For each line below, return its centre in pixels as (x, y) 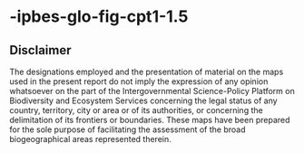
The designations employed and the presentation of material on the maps (147, 72)
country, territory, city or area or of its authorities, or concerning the (136, 110)
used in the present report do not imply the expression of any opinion (139, 81)
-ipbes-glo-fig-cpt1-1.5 (99, 17)
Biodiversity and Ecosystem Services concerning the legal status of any (144, 100)
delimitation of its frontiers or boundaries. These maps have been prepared (150, 120)
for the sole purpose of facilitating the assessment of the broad (127, 129)
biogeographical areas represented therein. (90, 139)
